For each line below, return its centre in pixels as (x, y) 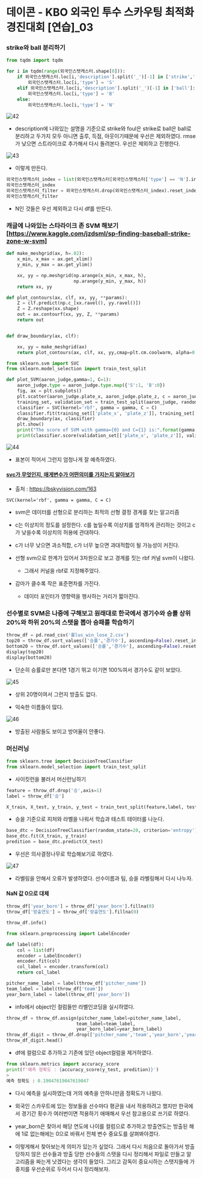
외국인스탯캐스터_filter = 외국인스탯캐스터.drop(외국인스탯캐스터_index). (88, 191)
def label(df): (25, 944)
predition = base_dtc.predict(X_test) (55, 842)
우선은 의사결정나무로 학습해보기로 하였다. (64, 854)
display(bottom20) (29, 658)
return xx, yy (35, 287)
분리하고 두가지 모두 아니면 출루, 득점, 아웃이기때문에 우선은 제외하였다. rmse (105, 136)
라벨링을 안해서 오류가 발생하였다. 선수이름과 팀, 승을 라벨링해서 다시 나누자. (104, 879)
